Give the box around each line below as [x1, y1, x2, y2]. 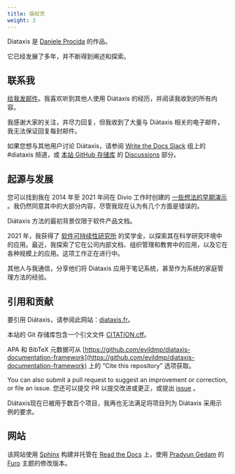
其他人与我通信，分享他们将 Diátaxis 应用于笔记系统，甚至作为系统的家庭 [7, 264, 218, 272]
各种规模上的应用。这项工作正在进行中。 [7, 249, 124, 258]
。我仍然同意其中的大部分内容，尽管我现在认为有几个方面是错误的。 [7, 202, 204, 211]
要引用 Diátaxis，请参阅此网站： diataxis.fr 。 [7, 315, 134, 324]
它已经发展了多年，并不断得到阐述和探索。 [7, 52, 130, 60]
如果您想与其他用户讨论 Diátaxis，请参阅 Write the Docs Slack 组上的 [7, 142, 206, 150]
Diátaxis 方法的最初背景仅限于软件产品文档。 [7, 217, 136, 225]
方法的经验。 [13, 273, 50, 282]
